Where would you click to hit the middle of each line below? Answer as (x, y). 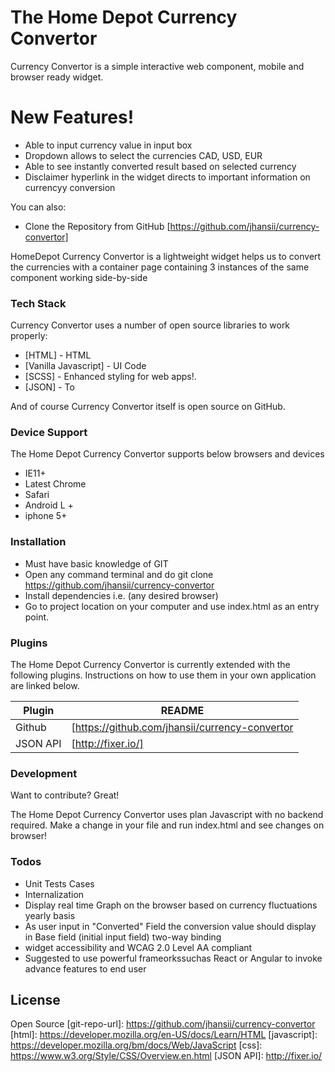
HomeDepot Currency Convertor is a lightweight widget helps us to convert (166, 256)
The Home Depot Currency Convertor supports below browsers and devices (167, 454)
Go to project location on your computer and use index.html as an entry (172, 606)
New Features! (72, 117)
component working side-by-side (79, 277)
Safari (37, 495)
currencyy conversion (70, 187)
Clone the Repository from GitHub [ (97, 226)
